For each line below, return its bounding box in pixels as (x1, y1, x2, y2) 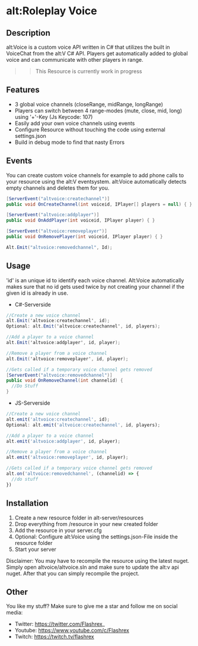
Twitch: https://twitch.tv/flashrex (14, 633, 95, 640)
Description (6, 28, 50, 38)
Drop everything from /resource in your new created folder (14, 520, 158, 527)
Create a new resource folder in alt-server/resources (14, 514, 144, 521)
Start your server (14, 546, 56, 553)
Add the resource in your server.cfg (14, 527, 102, 534)
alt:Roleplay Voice (6, 4, 97, 18)
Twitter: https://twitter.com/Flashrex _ (14, 620, 105, 628)
